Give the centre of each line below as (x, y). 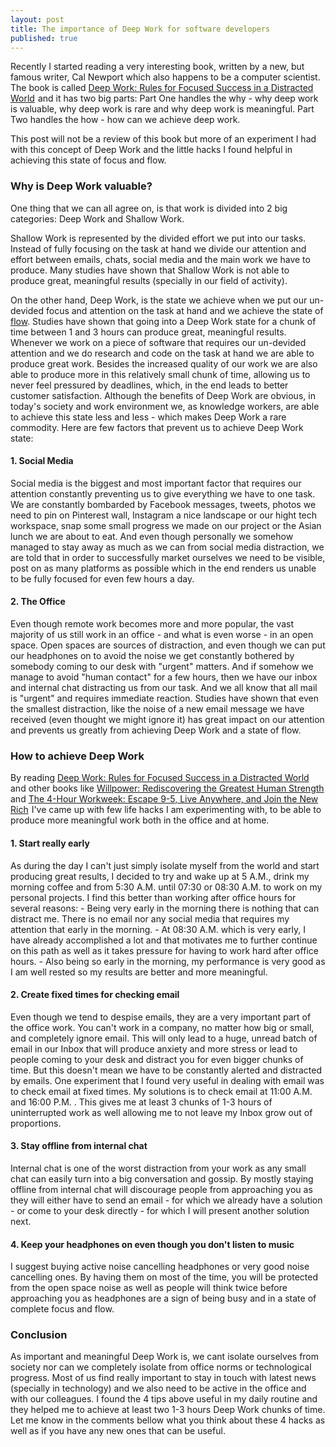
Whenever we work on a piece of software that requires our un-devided (158, 342)
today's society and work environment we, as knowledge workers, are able (165, 406)
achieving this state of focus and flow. (88, 160)
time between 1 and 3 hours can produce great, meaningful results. (148, 332)
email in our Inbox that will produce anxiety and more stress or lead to (154, 1048)
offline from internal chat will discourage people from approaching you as (161, 1189)
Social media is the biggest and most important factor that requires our (156, 483)
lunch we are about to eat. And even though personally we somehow (152, 536)
